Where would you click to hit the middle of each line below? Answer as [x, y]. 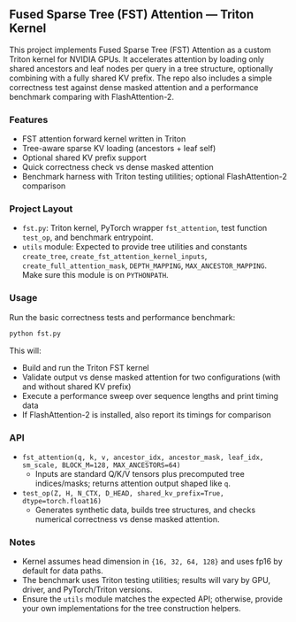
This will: [25, 350]
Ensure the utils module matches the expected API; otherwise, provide [152, 599]
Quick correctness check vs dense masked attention [118, 167]
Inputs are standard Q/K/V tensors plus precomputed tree [140, 473]
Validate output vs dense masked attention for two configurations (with [151, 377]
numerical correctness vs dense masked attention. [127, 519]
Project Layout [41, 209]
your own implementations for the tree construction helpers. [131, 609]
